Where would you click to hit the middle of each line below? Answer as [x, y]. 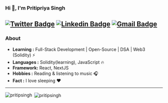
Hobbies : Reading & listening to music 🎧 [55, 73]
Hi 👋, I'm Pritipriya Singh [35, 8]
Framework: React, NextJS [40, 67]
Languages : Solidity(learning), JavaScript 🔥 [58, 62]
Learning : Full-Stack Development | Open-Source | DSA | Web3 [79, 49]
